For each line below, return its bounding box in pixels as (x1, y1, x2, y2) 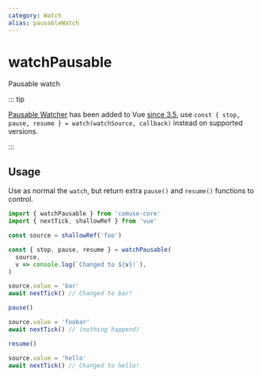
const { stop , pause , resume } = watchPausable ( (8, 246, 172, 253)
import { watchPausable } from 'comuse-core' (8, 210, 161, 218)
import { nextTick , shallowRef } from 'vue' (8, 217, 158, 226)
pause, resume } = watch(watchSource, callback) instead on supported (8, 118, 243, 128)
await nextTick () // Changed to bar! (8, 290, 133, 298)
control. (8, 195, 34, 204)
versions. (8, 127, 38, 136)
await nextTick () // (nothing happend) (8, 326, 140, 333)
